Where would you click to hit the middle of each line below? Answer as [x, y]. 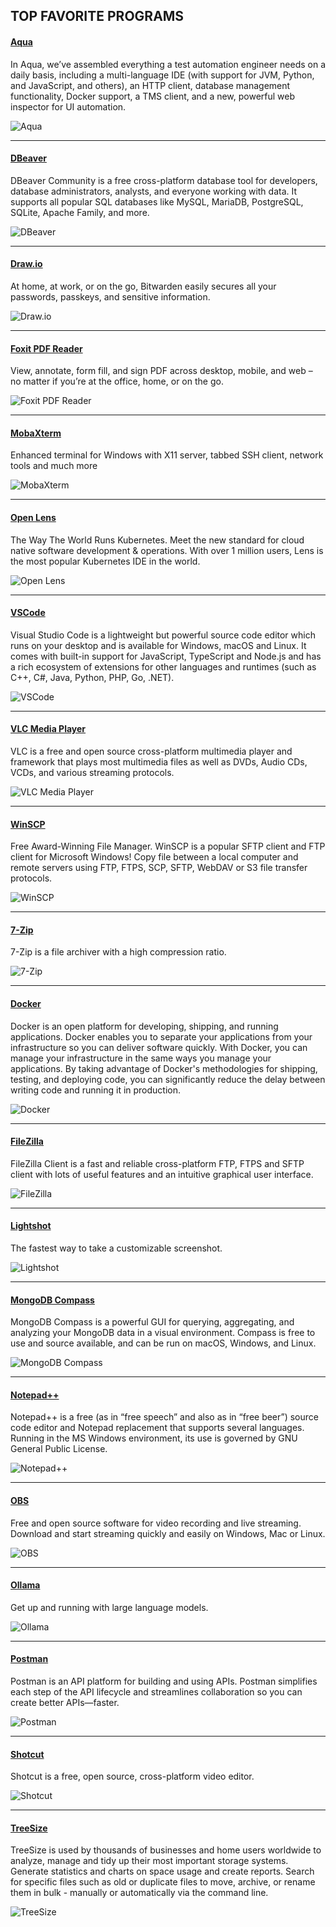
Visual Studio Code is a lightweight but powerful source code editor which [163, 635]
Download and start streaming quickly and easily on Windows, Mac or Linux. [168, 1533]
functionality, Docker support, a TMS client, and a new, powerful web [153, 96]
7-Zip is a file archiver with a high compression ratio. [118, 952]
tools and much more [54, 466]
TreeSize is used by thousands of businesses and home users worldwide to [166, 1850]
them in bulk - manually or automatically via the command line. [139, 1893]
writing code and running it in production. [96, 1090]
